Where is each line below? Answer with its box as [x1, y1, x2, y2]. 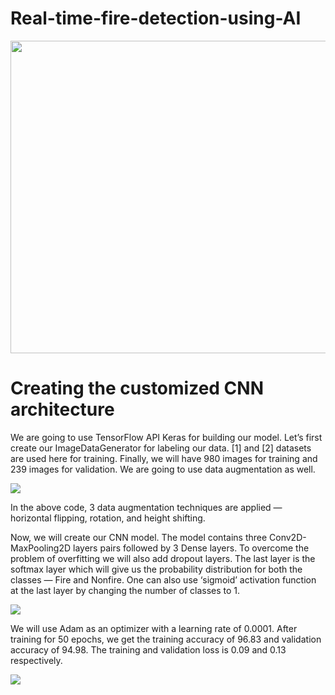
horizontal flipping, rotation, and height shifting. [10, 512, 206, 524]
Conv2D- [269, 531, 307, 543]
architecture [10, 398, 115, 421]
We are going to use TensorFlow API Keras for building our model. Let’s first [10, 431, 323, 443]
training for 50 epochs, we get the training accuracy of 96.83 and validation [10, 633, 322, 645]
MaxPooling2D [10, 542, 72, 554]
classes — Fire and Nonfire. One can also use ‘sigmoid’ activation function [10, 573, 317, 586]
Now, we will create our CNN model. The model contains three [10, 531, 268, 543]
